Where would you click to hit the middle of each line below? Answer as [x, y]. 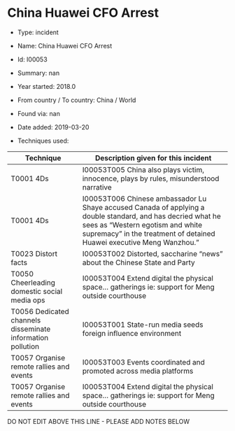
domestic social [37, 291]
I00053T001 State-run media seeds [143, 325]
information [30, 337]
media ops [28, 300]
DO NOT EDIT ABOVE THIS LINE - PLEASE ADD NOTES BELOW [99, 421]
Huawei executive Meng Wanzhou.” [141, 242]
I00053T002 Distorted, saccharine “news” [152, 253]
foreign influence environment [132, 333]
